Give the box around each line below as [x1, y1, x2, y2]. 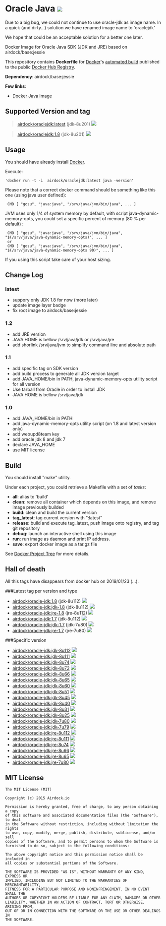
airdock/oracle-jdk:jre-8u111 [12, 736, 69, 741]
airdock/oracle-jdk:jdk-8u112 [12, 647, 71, 653]
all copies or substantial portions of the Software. [5, 861, 119, 865]
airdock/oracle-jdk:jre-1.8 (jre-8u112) [12, 610, 88, 616]
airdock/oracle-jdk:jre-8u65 [12, 753, 69, 759]
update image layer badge [12, 302, 66, 308]
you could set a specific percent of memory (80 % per [35, 215, 146, 221]
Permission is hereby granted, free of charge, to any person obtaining [5, 804, 159, 809]
